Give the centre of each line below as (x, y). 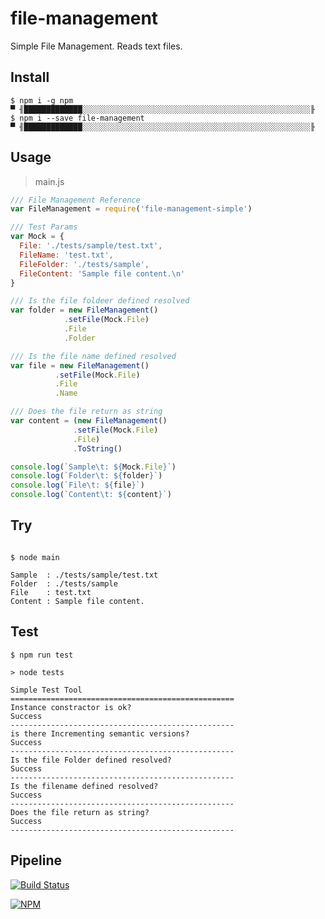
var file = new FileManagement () (80, 365)
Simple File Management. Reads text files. (96, 46)
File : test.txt (51, 592)
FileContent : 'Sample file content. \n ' (102, 273)
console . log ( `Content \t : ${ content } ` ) (91, 495)
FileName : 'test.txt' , (66, 255)
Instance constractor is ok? (71, 707)
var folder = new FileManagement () (84, 310)
